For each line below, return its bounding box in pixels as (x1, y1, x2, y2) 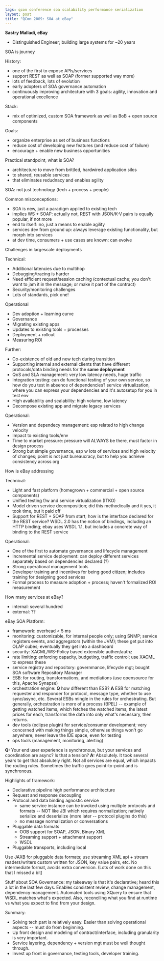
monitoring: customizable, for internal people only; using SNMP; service (12, 633, 158, 639)
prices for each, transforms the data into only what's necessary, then (12, 711, 152, 718)
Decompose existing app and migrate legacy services (12, 403, 121, 409)
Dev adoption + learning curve (12, 311, 74, 317)
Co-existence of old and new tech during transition (12, 356, 115, 362)
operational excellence (12, 94, 58, 100)
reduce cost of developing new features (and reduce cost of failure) (12, 143, 149, 148)
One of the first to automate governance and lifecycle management (12, 548, 148, 554)
